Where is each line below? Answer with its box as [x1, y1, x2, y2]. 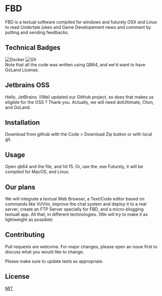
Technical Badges [5, 43, 61, 52]
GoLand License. [5, 67, 39, 73]
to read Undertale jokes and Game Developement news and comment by [5, 24, 151, 30]
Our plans [5, 183, 36, 191]
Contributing [5, 231, 45, 239]
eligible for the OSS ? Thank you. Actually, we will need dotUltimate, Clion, [5, 99, 154, 105]
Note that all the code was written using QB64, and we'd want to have [5, 61, 145, 67]
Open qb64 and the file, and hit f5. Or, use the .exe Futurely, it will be [5, 164, 143, 170]
